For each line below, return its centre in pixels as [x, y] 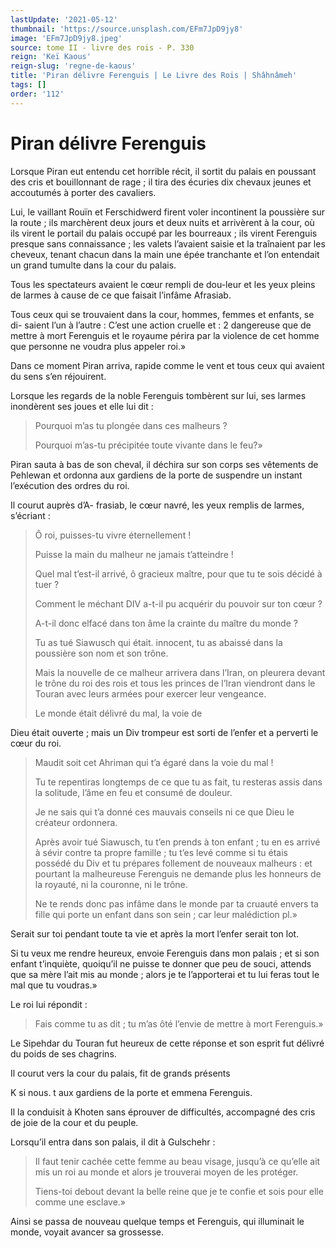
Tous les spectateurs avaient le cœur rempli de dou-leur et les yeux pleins [163, 284]
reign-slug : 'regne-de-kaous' [73, 66]
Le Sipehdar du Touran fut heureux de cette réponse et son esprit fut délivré [167, 1043]
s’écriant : [30, 515]
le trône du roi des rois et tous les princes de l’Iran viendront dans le [175, 683]
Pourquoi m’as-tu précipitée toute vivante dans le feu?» [148, 445]
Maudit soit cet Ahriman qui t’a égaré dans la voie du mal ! [154, 762]
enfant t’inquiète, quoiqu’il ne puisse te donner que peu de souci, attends [161, 963]
